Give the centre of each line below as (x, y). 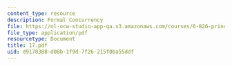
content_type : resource (41, 13)
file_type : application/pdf (48, 33)
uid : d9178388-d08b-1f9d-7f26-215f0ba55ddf (71, 52)
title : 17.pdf (28, 45)
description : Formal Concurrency (55, 20)
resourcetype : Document (41, 39)
